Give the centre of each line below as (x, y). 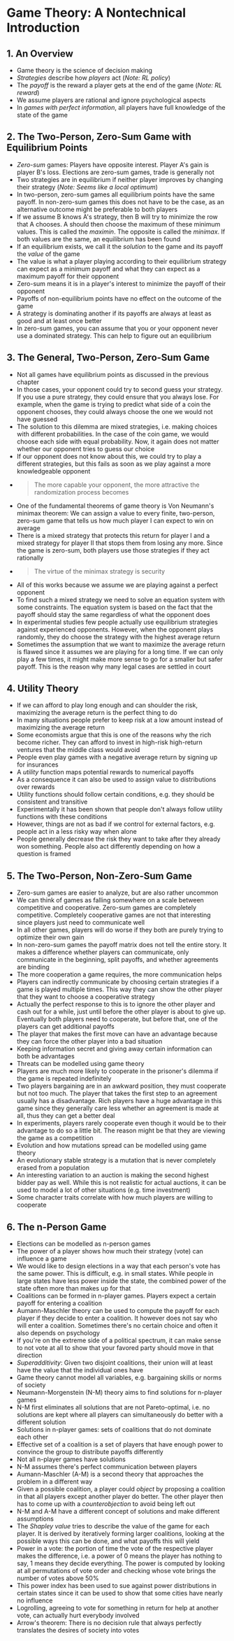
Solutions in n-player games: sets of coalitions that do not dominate (114, 1430)
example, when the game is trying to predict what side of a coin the (114, 404)
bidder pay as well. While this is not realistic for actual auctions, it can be (121, 1183)
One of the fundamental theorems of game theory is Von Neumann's (115, 506)
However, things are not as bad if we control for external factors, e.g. (116, 824)
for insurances (37, 765)
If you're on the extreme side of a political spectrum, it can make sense (119, 1340)
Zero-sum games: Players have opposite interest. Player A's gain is (113, 164)
